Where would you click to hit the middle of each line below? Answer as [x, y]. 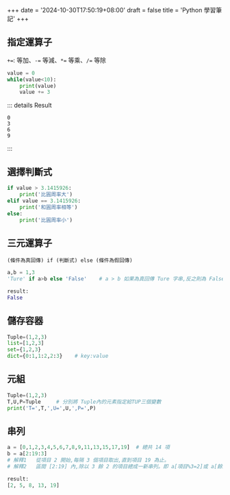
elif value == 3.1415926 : [44, 201]
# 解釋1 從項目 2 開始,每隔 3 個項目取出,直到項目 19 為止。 [88, 460]
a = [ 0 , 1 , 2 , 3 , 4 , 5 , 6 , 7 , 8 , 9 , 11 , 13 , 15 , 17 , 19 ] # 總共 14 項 [88, 448]
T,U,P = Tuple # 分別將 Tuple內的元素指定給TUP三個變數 [84, 402]
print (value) [38, 86]
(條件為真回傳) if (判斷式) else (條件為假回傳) [70, 261]
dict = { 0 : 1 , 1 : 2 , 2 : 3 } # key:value [58, 356]
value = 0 [21, 73]
